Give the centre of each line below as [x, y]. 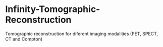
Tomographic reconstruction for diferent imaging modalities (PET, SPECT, [82, 33]
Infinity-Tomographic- [53, 9]
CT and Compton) [24, 39]
